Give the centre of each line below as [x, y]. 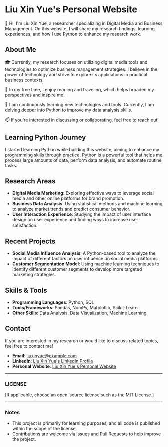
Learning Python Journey [46, 138]
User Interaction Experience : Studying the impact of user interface [82, 214]
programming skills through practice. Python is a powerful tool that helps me [84, 155]
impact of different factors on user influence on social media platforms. [86, 259]
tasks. [11, 165]
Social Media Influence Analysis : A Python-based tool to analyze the [84, 253]
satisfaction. [25, 225]
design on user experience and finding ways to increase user [75, 220]
